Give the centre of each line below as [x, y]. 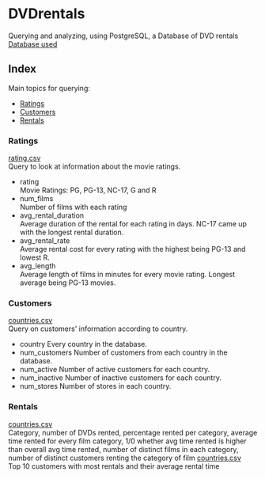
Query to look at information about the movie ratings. [95, 166]
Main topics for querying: [49, 88]
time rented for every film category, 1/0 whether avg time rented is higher [127, 441]
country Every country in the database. [83, 344]
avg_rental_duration [52, 215]
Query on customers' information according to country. [98, 329]
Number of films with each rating [73, 207]
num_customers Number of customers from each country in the [123, 352]
